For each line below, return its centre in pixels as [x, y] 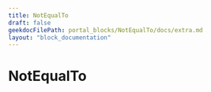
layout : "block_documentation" [60, 37]
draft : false [30, 23]
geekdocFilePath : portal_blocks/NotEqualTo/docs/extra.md [105, 30]
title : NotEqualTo [38, 15]
